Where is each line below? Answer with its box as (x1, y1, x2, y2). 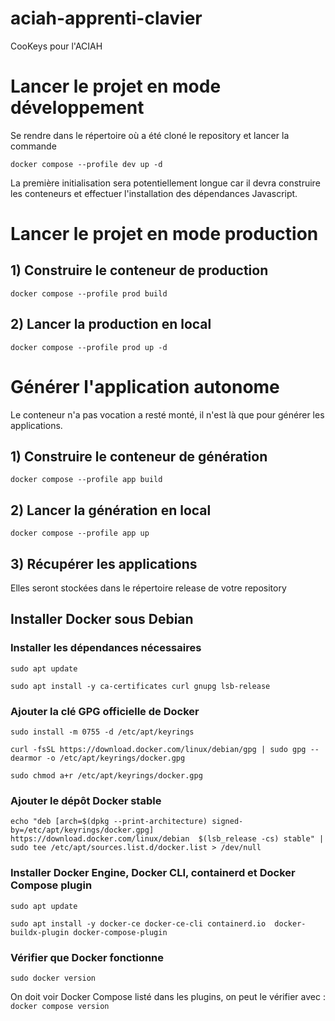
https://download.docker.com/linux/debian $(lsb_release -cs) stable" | (10, 834, 325, 844)
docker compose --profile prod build (10, 288, 168, 299)
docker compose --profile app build (10, 475, 163, 485)
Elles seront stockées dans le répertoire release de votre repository (10, 582, 287, 594)
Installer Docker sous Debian (10, 611, 194, 628)
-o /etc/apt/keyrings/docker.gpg (46, 753, 186, 764)
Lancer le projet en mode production (10, 223, 319, 246)
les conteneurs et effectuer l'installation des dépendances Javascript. (10, 187, 298, 199)
